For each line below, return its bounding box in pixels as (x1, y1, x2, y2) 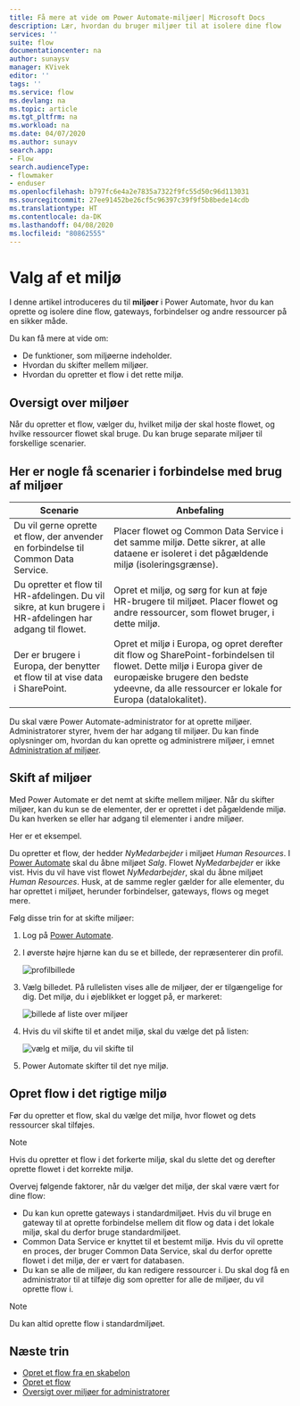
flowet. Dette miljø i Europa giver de (113, 660, 263, 672)
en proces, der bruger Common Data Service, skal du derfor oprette (21, 1245, 272, 1256)
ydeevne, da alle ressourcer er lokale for (113, 682, 283, 695)
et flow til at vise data (13, 670, 104, 683)
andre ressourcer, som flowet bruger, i (113, 606, 275, 619)
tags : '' (9, 79, 42, 88)
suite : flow (9, 37, 54, 47)
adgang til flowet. (13, 622, 87, 635)
